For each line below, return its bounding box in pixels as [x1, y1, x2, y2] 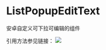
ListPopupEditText [6, 4, 101, 18]
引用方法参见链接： [6, 37, 54, 44]
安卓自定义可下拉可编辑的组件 [6, 24, 80, 32]
